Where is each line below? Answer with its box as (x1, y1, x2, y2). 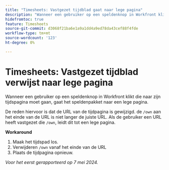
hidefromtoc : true (5, 17, 44, 22)
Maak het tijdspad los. (12, 139, 59, 145)
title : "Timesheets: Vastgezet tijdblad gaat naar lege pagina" (5, 7, 143, 13)
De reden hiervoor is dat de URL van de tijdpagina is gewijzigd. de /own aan (5, 109, 161, 115)
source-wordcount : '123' (5, 36, 57, 41)
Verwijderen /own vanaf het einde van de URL (12, 144, 107, 150)
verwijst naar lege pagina (5, 76, 113, 88)
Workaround (5, 129, 32, 135)
